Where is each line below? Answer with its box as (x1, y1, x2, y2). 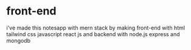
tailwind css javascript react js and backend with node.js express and (6, 30, 181, 37)
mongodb (6, 37, 31, 44)
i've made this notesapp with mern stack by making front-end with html (6, 24, 186, 31)
